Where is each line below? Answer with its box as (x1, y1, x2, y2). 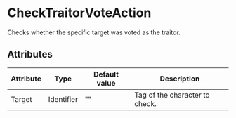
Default (93, 69, 119, 79)
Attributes (7, 48, 53, 60)
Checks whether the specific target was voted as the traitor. (7, 28, 181, 37)
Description (159, 74, 200, 84)
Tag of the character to (134, 90, 210, 100)
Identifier (48, 94, 79, 104)
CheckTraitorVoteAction (7, 5, 152, 21)
